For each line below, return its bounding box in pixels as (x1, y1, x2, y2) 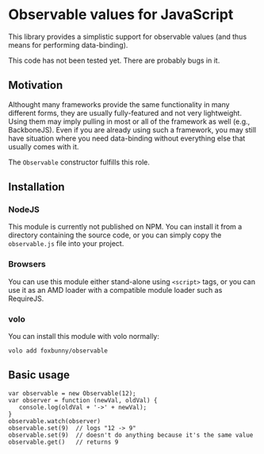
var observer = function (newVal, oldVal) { (8, 396, 158, 404)
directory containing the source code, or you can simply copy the (8, 230, 222, 240)
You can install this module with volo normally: (8, 332, 160, 341)
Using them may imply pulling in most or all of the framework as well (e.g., (8, 117, 251, 126)
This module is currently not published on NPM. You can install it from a (8, 222, 243, 232)
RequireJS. (8, 294, 44, 303)
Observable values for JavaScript (8, 6, 234, 24)
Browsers (8, 259, 46, 270)
